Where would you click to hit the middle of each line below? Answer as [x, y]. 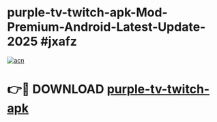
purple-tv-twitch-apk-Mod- [88, 13]
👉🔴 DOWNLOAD [56, 89]
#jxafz [59, 42]
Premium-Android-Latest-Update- [106, 27]
